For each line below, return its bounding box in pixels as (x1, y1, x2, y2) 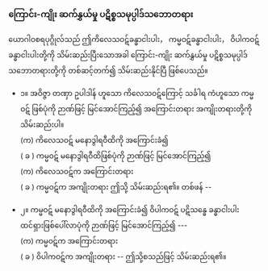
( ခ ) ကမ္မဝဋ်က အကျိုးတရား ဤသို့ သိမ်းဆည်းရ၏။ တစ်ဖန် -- (19, 182, 212, 192)
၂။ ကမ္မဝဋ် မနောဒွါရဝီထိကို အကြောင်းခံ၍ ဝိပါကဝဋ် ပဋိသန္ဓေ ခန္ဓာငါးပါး (19, 205, 240, 215)
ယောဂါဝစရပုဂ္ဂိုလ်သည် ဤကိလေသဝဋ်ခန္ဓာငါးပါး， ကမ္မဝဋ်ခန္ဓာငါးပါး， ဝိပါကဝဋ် (8, 35, 260, 44)
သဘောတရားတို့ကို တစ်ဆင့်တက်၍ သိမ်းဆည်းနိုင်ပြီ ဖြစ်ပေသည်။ (8, 66, 208, 76)
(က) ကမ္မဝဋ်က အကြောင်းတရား (19, 236, 119, 246)
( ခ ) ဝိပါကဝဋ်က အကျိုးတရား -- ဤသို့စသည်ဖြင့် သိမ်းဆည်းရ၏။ (19, 252, 227, 261)
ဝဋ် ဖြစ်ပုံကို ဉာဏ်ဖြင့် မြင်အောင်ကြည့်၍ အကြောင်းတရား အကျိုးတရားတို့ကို (19, 104, 253, 114)
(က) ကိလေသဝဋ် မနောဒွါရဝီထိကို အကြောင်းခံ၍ (19, 135, 169, 145)
